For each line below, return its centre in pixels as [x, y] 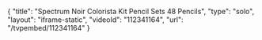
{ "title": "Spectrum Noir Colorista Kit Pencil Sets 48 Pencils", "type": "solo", [131, 11]
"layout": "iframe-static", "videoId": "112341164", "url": [95, 20]
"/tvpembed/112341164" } [49, 28]
